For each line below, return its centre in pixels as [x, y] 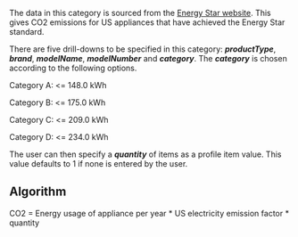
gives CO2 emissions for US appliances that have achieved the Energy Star [147, 22]
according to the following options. [73, 68]
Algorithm [38, 192]
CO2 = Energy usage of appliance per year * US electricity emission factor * [149, 213]
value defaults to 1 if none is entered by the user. [99, 163]
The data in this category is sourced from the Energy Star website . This [141, 13]
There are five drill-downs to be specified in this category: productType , [143, 49]
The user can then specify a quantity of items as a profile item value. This [145, 154]
